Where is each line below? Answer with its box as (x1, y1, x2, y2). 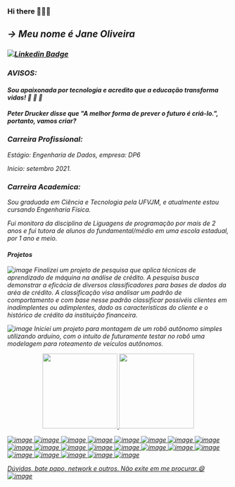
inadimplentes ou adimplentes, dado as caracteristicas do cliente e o (7, 303, 209, 312)
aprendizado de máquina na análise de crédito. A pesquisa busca (7, 273, 199, 282)
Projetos (7, 250, 33, 258)
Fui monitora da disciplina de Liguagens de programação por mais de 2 (7, 219, 216, 227)
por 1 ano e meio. (7, 234, 58, 242)
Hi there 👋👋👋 (7, 6, 51, 16)
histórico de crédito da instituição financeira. (7, 311, 138, 320)
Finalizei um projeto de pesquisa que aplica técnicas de (34, 266, 196, 275)
